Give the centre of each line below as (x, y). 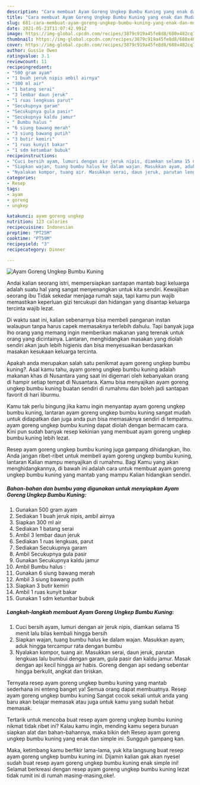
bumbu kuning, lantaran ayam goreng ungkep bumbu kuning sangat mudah (99, 413)
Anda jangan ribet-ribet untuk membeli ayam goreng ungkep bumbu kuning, (100, 456)
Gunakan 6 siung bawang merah (55, 573)
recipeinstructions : (32, 155)
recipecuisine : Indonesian (40, 228)
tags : (13, 189)
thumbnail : (20, 39)
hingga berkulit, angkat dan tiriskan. (59, 671)
